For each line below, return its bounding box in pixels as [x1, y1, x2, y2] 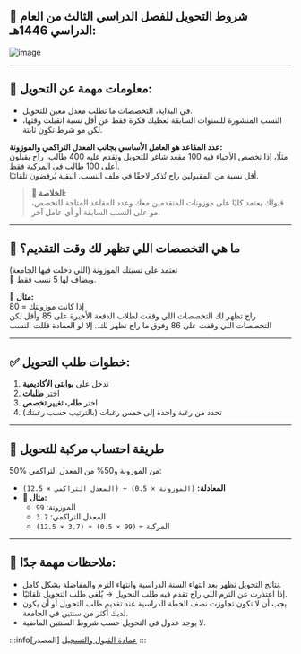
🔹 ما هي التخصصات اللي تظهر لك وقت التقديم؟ [9, 241, 240, 257]
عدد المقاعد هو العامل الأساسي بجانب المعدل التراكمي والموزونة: [9, 141, 223, 153]
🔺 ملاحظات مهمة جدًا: [9, 555, 116, 571]
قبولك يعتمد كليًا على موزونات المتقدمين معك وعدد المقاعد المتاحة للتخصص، [30, 196, 284, 207]
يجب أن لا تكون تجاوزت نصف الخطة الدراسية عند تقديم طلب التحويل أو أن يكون [21, 597, 288, 608]
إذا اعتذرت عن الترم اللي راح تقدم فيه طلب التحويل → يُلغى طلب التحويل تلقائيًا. [21, 589, 288, 599]
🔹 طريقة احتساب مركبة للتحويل [9, 441, 165, 457]
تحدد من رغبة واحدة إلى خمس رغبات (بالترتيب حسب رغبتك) [21, 407, 222, 418]
